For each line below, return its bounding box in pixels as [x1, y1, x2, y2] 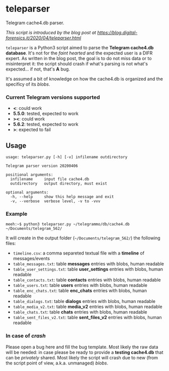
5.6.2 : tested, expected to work [13, 121, 78, 128]
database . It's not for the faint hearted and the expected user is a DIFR [6, 50, 153, 56]
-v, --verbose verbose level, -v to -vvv [10, 199, 101, 204]
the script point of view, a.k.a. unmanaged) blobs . [6, 360, 109, 366]
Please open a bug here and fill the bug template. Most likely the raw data [6, 344, 158, 350]
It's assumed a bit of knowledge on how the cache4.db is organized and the [6, 76, 163, 82]
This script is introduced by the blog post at [6, 29, 97, 35]
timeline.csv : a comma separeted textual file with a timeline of [13, 250, 145, 256]
